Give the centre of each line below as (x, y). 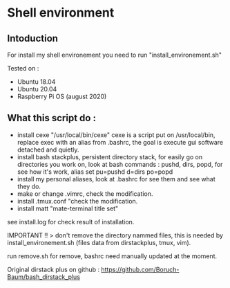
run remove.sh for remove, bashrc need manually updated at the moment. (112, 256)
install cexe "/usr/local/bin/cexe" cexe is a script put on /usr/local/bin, (116, 135)
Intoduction (33, 38)
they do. (29, 186)
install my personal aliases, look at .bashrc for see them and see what (116, 179)
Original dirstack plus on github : (54, 269)
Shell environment (61, 13)
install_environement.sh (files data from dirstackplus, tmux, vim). (99, 242)
